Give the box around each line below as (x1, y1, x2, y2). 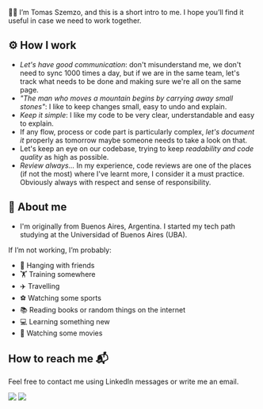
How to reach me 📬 (8, 352, 109, 365)
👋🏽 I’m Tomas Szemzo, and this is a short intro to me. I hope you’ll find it (8, 8, 244, 17)
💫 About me (8, 200, 67, 214)
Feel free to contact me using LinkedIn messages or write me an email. (8, 377, 239, 387)
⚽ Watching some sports (19, 293, 101, 302)
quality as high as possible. (19, 152, 109, 161)
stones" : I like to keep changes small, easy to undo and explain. (19, 101, 227, 111)
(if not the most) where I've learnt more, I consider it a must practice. (19, 169, 245, 178)
